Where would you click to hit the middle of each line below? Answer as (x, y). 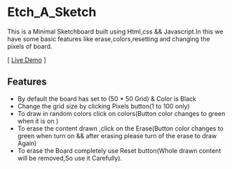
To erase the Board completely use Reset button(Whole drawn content (119, 150)
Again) (27, 143)
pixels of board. (30, 46)
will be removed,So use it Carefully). (70, 158)
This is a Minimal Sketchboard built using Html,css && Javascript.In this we (115, 31)
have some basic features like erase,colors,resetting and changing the (109, 38)
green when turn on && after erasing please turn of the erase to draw (117, 135)
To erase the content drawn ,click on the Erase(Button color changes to (121, 128)
